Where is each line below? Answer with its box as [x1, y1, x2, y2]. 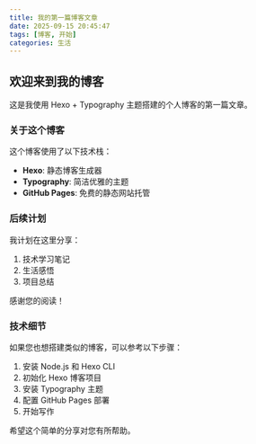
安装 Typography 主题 [22, 383, 103, 394]
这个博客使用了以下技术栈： [9, 146, 112, 157]
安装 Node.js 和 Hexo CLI [22, 360, 115, 371]
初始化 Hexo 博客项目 [22, 372, 102, 383]
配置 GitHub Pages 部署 [22, 395, 110, 405]
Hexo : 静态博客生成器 [22, 165, 102, 176]
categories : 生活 [9, 38, 72, 48]
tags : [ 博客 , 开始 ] [9, 30, 77, 39]
